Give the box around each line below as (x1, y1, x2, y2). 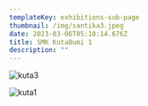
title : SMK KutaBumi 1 (9, 37, 92, 47)
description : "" (9, 46, 69, 55)
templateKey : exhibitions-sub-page (9, 12, 140, 22)
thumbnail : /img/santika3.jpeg (9, 21, 124, 30)
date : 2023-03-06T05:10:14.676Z (9, 29, 128, 38)
